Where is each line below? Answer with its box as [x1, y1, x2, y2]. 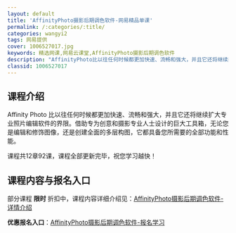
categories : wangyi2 [7, 30, 68, 37]
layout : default [7, 10, 55, 18]
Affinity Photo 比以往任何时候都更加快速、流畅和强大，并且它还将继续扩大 [7, 111, 221, 119]
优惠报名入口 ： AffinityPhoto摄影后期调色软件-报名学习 [7, 218, 165, 227]
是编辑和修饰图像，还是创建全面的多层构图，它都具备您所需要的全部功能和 [7, 128, 223, 137]
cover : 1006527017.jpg [7, 43, 74, 50]
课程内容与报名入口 [7, 174, 91, 187]
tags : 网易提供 [7, 37, 48, 44]
